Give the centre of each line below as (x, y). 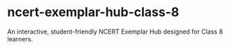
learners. (20, 38)
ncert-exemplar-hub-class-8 (93, 12)
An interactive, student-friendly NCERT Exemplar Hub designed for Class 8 (115, 31)
